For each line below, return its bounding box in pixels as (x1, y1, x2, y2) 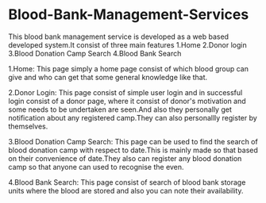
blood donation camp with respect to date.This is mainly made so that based (8, 145, 258, 155)
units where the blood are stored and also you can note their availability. (8, 186, 244, 195)
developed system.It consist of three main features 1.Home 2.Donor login (8, 40, 248, 49)
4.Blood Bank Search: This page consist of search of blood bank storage (8, 177, 246, 187)
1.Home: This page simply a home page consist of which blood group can (8, 63, 249, 73)
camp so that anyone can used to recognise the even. (8, 162, 184, 171)
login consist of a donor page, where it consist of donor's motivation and (8, 96, 246, 105)
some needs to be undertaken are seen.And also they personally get (8, 105, 233, 114)
